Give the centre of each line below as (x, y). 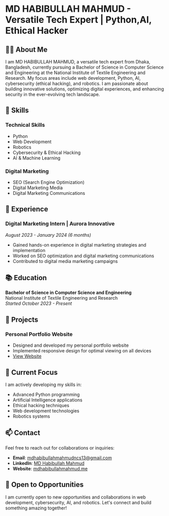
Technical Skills (25, 125)
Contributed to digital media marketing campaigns (65, 261)
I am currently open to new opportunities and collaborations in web (76, 497)
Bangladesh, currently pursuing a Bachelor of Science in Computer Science (84, 67)
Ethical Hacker (37, 31)
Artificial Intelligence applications (47, 400)
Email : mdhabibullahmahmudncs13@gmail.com (62, 458)
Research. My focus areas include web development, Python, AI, (73, 78)
